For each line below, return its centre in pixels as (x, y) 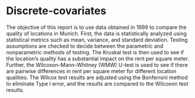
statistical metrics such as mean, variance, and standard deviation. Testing (97, 40)
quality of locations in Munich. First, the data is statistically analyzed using (97, 33)
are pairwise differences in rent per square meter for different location (91, 71)
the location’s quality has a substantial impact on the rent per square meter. (97, 58)
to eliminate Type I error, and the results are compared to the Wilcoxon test (97, 83)
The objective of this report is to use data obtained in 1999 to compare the (97, 27)
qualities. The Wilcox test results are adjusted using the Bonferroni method (97, 77)
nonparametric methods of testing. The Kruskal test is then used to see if (95, 52)
